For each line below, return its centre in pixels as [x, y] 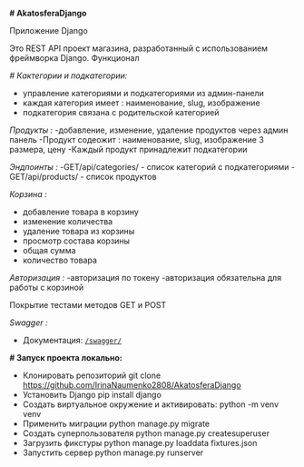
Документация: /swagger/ [72, 340]
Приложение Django [49, 30]
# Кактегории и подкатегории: [69, 75]
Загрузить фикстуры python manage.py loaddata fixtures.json [140, 443]
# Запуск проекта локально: [66, 358]
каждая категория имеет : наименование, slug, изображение [141, 103]
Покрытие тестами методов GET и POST [88, 305]
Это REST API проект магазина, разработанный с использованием [139, 48]
